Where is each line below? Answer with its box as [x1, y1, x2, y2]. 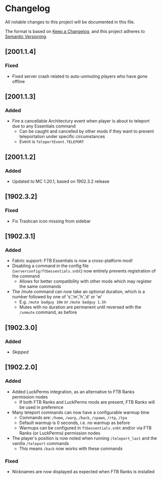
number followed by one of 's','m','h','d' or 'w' [12, 294, 103, 300]
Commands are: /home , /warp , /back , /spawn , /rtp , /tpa [19, 414, 127, 420]
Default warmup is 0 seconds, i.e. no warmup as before [19, 420, 130, 426]
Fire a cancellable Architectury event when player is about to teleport [12, 118, 150, 124]
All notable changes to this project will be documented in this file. [5, 19, 135, 25]
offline [12, 78, 25, 84]
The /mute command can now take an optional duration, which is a [12, 289, 145, 294]
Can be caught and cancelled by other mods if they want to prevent [19, 128, 154, 134]
